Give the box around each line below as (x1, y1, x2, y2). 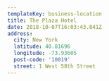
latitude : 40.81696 (13, 43, 71, 50)
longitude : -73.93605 (13, 50, 77, 57)
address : (7, 30, 33, 37)
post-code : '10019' (13, 56, 71, 63)
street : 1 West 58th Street (13, 63, 96, 70)
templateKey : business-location (7, 10, 102, 18)
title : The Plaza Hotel (7, 17, 77, 24)
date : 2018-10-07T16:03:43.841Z (7, 23, 102, 30)
